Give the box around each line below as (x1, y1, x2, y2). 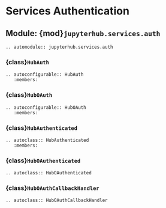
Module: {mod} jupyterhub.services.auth (5, 28, 161, 38)
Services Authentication (5, 4, 130, 18)
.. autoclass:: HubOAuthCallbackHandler (5, 197, 108, 204)
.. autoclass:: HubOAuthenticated (5, 170, 92, 176)
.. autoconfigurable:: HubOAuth (5, 104, 86, 111)
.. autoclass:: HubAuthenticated (5, 137, 89, 143)
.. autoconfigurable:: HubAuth (5, 72, 84, 78)
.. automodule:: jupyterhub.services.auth (5, 44, 113, 50)
